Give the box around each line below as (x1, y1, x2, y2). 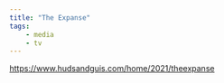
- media (25, 30, 54, 39)
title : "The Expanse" (9, 13, 91, 23)
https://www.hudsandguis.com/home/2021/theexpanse (9, 63, 215, 74)
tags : (9, 22, 30, 31)
